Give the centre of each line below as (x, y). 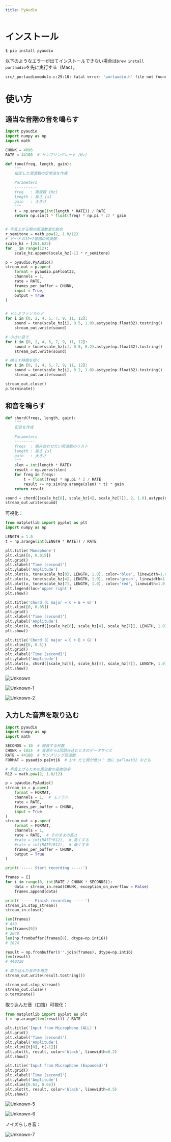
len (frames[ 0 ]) (21, 929)
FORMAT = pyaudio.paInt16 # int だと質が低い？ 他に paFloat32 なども (78, 760)
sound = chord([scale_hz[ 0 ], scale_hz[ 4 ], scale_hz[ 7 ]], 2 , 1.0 (75, 498)
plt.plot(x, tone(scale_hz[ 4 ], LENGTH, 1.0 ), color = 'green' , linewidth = (84, 579)
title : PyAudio (21, 10)
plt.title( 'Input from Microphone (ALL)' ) (51, 1028)
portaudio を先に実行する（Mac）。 (41, 67)
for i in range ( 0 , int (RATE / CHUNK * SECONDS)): (59, 882)
